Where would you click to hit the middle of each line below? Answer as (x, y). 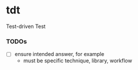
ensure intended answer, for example (59, 54)
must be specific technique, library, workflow (78, 61)
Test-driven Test (26, 26)
